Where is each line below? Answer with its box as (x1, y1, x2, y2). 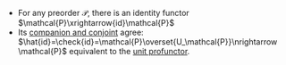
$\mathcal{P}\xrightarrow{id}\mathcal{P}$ (17, 18, 175, 28)
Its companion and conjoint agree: (17, 27, 145, 37)
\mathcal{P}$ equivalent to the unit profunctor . (17, 46, 190, 56)
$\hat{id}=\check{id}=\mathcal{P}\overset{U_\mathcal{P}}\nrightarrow (17, 37, 278, 47)
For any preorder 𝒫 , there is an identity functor (17, 8, 189, 18)
